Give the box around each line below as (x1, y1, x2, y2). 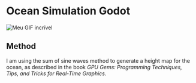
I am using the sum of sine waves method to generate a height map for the (6, 57, 191, 64)
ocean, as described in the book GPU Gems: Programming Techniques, (6, 63, 183, 70)
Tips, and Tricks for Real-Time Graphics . (6, 70, 107, 77)
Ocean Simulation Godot (6, 4, 131, 18)
